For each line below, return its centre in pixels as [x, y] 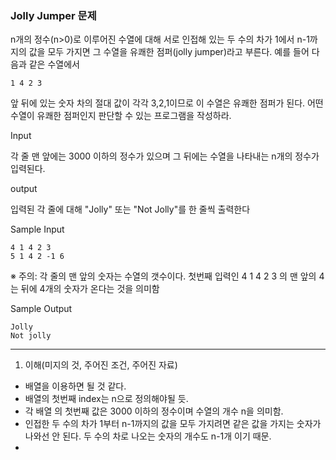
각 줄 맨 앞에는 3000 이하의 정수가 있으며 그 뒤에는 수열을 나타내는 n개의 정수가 [165, 156]
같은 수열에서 [54, 64]
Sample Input [37, 229]
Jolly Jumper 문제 [53, 15]
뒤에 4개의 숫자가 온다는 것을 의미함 [90, 289]
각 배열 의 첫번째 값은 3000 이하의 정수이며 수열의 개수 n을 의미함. [154, 411]
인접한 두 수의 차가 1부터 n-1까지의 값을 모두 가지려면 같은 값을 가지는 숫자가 [173, 424]
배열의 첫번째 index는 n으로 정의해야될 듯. [106, 399]
